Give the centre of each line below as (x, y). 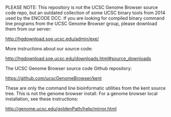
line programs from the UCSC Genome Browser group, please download (81, 23)
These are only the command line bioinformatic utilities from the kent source (86, 88)
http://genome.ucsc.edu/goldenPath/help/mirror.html (61, 109)
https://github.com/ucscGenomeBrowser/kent (54, 78)
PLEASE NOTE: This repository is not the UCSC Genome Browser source (82, 7)
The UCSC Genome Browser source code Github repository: (69, 68)
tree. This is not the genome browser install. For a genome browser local (81, 93)
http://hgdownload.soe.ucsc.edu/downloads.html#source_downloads (78, 58)
